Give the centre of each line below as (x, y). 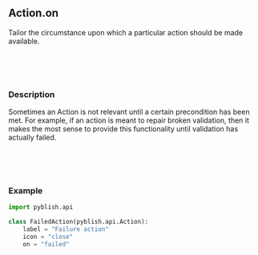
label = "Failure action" (66, 229)
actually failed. (32, 138)
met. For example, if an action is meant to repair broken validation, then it (129, 120)
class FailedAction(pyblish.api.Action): (79, 222)
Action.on (33, 13)
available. (24, 41)
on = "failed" (46, 244)
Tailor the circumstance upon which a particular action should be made (126, 32)
